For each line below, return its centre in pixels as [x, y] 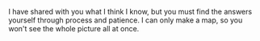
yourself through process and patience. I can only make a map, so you [126, 20]
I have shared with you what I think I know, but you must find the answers [130, 12]
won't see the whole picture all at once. [74, 29]
